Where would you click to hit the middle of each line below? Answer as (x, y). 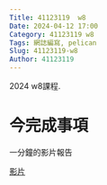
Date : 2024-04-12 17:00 (54, 26)
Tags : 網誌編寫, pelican (53, 43)
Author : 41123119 (42, 59)
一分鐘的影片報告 (41, 152)
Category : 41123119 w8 (52, 34)
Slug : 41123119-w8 (44, 51)
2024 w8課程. (35, 86)
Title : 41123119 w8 (48, 18)
